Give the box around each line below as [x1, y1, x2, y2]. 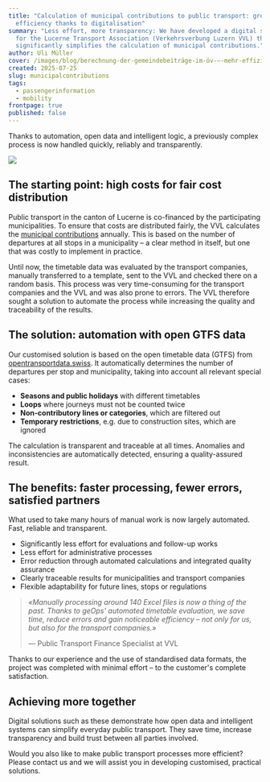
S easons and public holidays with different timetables [19, 391, 201, 400]
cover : [8, 57, 31, 65]
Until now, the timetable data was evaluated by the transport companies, [8, 262, 248, 271]
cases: [8, 375, 31, 385]
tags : [8, 79, 27, 87]
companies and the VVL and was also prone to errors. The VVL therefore [8, 288, 250, 297]
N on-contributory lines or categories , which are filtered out [19, 408, 221, 417]
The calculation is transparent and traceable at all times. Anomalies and [8, 441, 245, 450]
